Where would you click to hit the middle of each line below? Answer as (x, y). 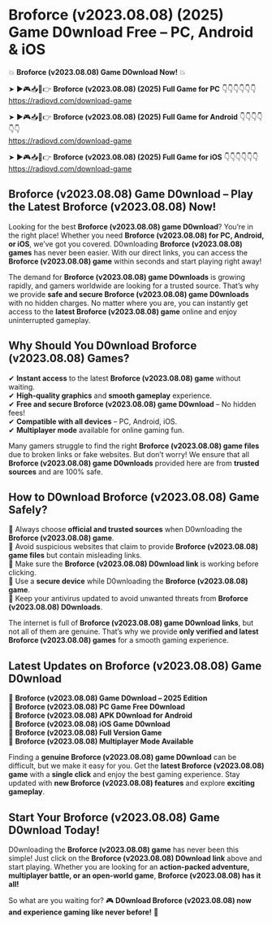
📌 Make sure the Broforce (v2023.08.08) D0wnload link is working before (134, 564)
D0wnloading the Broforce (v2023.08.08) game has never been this (124, 849)
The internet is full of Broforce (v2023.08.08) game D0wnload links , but (131, 623)
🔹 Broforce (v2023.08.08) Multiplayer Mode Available (101, 741)
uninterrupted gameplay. (50, 320)
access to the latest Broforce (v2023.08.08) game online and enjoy (123, 312)
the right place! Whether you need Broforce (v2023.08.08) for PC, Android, (136, 235)
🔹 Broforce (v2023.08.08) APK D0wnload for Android (101, 716)
